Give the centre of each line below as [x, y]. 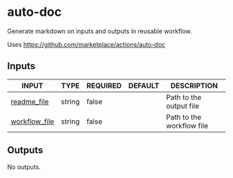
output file [183, 106]
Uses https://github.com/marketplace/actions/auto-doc [86, 44]
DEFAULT [144, 86]
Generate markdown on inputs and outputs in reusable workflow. [100, 31]
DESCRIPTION [194, 86]
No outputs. [24, 167]
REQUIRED [104, 86]
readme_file [30, 101]
